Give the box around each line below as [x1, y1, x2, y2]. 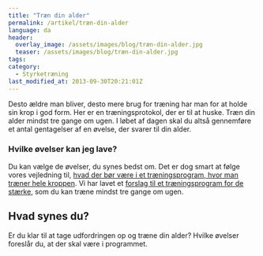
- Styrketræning [15, 70, 69, 78]
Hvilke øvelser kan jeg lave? [8, 143, 118, 154]
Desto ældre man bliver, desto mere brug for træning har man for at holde [8, 99, 248, 109]
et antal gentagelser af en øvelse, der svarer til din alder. [8, 124, 192, 134]
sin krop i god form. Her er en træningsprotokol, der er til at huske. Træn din [8, 107, 255, 117]
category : [8, 63, 41, 71]
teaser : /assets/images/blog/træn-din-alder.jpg [15, 48, 178, 56]
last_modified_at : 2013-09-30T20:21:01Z [8, 77, 144, 85]
